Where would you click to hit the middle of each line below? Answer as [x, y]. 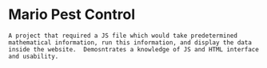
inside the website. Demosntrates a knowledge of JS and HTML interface [134, 49]
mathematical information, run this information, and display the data [130, 42]
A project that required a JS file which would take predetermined [123, 36]
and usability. [34, 56]
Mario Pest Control [72, 15]
